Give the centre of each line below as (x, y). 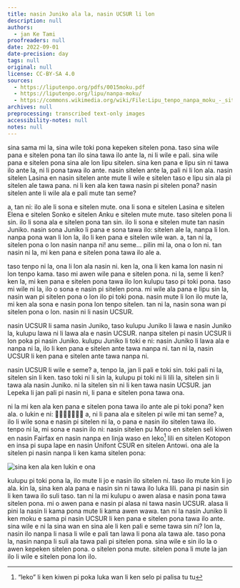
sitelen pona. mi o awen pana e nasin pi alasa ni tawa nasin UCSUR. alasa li (118, 504)
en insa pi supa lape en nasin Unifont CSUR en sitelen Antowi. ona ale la (113, 445)
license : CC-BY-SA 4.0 (41, 74)
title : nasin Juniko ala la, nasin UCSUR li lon (81, 14)
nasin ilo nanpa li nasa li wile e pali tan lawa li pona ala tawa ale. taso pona (117, 534)
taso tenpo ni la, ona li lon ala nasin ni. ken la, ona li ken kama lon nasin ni (115, 266)
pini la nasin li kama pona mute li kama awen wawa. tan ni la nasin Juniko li (117, 511)
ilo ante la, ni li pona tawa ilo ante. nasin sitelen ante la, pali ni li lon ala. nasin (120, 170)
